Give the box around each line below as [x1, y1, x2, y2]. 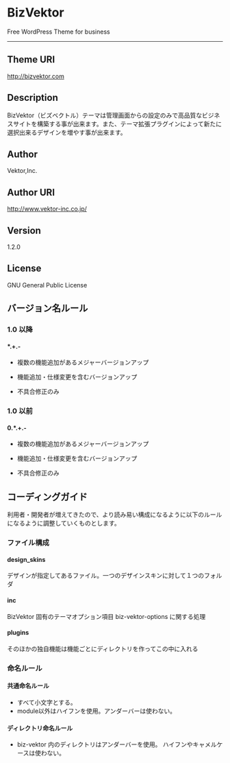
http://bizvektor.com [7, 72, 65, 80]
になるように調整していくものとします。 [7, 519, 121, 528]
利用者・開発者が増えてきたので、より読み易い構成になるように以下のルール [7, 510, 222, 519]
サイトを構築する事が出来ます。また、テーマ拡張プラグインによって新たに [12, 119, 222, 128]
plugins [7, 629, 29, 637]
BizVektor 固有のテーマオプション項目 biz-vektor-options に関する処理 [7, 612, 206, 620]
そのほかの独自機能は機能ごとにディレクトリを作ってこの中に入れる [7, 644, 199, 653]
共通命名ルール [7, 681, 49, 690]
